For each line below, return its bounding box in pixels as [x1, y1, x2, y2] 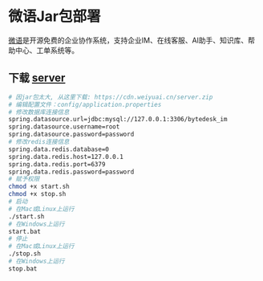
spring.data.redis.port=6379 [8, 160, 106, 169]
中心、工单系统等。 [14, 45, 79, 55]
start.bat [8, 227, 42, 235]
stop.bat [8, 264, 38, 273]
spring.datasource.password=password [8, 130, 135, 139]
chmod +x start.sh [8, 182, 70, 191]
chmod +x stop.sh [8, 190, 67, 198]
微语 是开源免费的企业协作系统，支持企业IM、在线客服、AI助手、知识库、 [8, 35, 249, 45]
